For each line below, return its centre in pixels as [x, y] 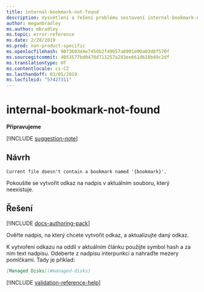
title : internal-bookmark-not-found [53, 12]
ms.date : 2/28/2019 [31, 40]
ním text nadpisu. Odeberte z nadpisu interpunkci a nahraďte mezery [93, 253]
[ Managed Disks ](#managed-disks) [49, 271]
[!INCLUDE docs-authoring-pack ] [48, 223]
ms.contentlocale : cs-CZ [38, 68]
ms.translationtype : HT [36, 63]
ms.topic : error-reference [40, 35]
